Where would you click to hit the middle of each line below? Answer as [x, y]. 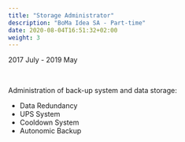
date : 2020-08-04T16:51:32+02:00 [63, 30]
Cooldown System [49, 122]
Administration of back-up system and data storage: [92, 91]
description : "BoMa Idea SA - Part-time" [77, 23]
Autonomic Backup [50, 131]
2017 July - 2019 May [43, 60]
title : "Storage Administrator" [61, 15]
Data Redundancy [48, 106]
